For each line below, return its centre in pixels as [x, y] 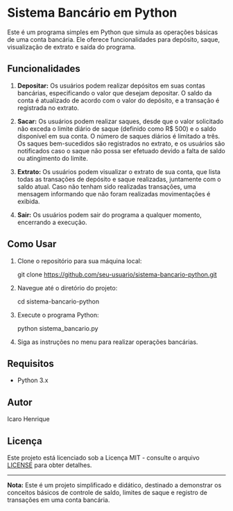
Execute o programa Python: [58, 315]
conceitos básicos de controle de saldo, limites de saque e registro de [107, 493]
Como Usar [32, 244]
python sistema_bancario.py [58, 328]
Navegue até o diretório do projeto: [67, 288]
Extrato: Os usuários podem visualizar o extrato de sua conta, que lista [119, 171]
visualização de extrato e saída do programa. [72, 47]
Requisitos [31, 363]
